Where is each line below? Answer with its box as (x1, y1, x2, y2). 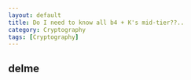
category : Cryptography (8, 26, 86, 33)
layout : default (8, 11, 61, 19)
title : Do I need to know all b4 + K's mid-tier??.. (8, 19, 185, 26)
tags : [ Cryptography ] (8, 33, 79, 41)
